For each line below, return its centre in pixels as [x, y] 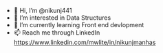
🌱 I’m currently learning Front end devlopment [79, 25]
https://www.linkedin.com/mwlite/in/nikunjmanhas [85, 42]
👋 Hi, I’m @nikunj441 [43, 11]
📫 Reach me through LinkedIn [57, 33]
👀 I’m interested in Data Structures [62, 18]
